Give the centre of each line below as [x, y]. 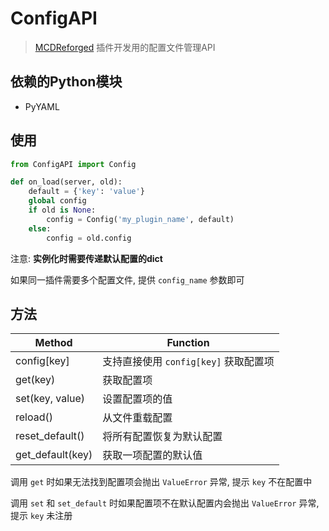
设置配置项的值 [137, 399]
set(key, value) [50, 399]
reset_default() [50, 436]
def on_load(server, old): [66, 182]
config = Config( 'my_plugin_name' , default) [140, 219]
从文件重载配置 [137, 418]
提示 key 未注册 [41, 516]
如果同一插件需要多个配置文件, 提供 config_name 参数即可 [127, 279]
